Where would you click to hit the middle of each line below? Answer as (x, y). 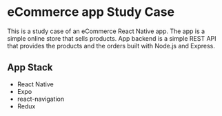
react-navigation (41, 99)
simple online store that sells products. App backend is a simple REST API (112, 38)
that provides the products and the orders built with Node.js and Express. (111, 46)
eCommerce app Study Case (91, 12)
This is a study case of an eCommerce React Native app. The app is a (106, 31)
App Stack (30, 67)
